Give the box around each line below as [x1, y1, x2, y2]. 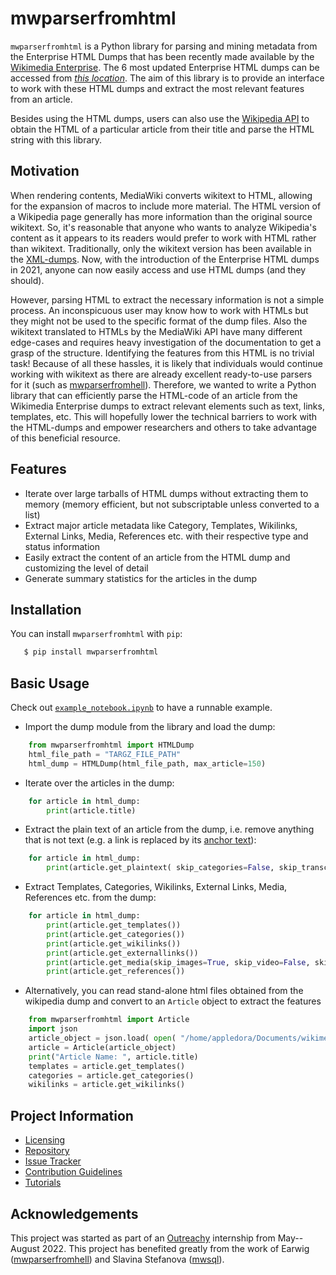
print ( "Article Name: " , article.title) [28, 1052, 199, 1062]
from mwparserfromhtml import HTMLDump [28, 740, 195, 751]
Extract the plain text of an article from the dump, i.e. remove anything [24, 823, 315, 836]
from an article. [10, 93, 73, 105]
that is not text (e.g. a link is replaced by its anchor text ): [24, 834, 257, 846]
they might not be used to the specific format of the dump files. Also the [10, 315, 308, 327]
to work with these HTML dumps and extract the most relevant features [10, 82, 305, 94]
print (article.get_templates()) [46, 920, 182, 931]
